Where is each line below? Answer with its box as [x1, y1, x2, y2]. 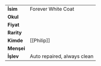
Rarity [7, 29, 22, 36]
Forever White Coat [30, 6, 75, 12]
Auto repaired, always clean [30, 53, 94, 60]
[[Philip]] [30, 37, 50, 44]
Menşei [7, 45, 25, 51]
